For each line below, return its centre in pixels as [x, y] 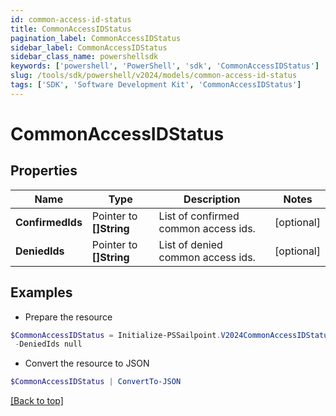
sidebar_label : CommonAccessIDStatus [89, 47]
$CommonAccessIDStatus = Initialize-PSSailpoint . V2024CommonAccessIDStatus [171, 335]
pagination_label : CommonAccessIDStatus [96, 38]
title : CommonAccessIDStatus [71, 29]
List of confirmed [199, 216]
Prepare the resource [68, 317]
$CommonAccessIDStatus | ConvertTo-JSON [96, 382]
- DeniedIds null [48, 344]
